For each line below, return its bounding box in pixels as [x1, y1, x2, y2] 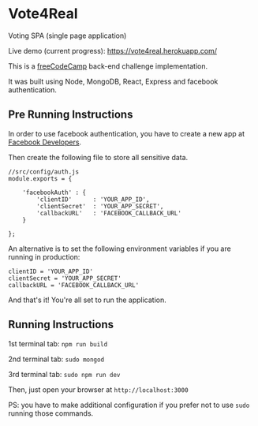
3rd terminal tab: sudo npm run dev [8, 369, 121, 379]
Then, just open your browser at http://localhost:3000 [8, 384, 189, 394]
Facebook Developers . [8, 137, 81, 147]
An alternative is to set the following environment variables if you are [8, 244, 231, 253]
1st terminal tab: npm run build [8, 338, 108, 348]
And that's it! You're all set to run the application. [8, 295, 167, 305]
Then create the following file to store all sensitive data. [8, 152, 189, 162]
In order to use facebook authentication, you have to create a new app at [8, 129, 245, 138]
